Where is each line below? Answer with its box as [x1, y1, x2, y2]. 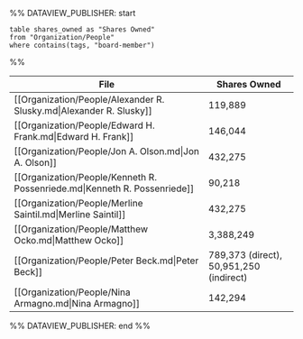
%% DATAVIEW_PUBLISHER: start [9, 8, 136, 18]
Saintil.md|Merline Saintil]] [14, 208, 126, 220]
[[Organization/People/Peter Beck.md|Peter [14, 254, 199, 267]
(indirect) [208, 271, 248, 283]
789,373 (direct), [208, 249, 282, 261]
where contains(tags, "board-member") [9, 41, 155, 50]
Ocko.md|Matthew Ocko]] [14, 234, 124, 246]
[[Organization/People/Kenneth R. [14, 171, 158, 183]
